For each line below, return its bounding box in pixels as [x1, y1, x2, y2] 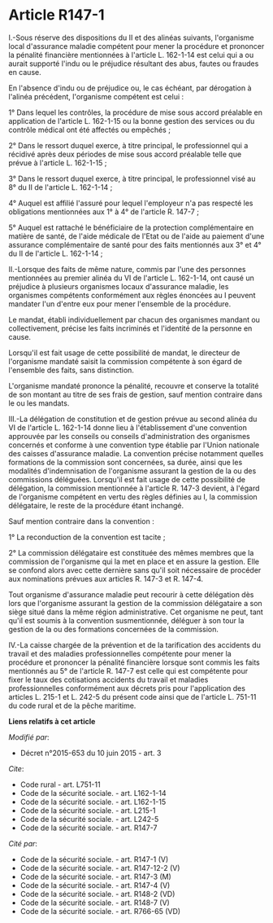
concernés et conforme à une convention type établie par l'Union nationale [8, 440, 260, 450]
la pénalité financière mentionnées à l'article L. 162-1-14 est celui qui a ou [8, 50, 254, 59]
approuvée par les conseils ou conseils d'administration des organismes [8, 431, 250, 441]
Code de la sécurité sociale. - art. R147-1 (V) [19, 854, 169, 864]
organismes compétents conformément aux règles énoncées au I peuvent [8, 290, 256, 300]
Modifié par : [8, 732, 50, 742]
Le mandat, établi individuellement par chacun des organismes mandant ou [8, 314, 260, 324]
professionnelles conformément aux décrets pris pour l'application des [8, 683, 246, 693]
